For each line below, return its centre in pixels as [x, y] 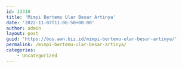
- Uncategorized [37, 56]
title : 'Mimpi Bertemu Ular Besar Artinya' [61, 17]
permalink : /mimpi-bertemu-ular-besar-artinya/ [67, 45]
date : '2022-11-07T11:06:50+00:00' [50, 22]
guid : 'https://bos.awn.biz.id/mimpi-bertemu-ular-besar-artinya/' [92, 39]
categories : [21, 50]
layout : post [22, 34]
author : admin [24, 28]
